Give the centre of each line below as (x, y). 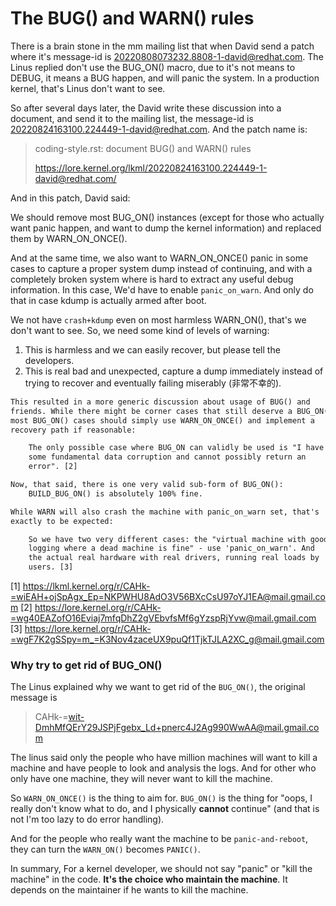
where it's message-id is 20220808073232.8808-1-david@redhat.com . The (167, 56)
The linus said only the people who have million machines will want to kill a (164, 758)
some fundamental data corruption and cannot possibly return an (167, 457)
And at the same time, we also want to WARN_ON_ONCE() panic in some (159, 258)
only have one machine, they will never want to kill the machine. (141, 779)
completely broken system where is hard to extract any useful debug (152, 279)
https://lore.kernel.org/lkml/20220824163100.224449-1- (151, 168)
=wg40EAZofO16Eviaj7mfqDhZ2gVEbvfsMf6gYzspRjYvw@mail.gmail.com (163, 618)
